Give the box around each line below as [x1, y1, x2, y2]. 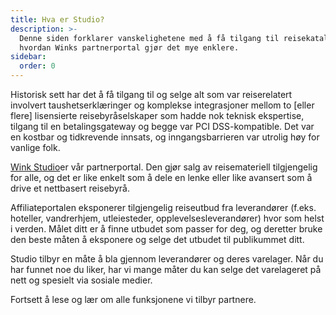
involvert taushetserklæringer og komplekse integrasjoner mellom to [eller [10, 99, 315, 111]
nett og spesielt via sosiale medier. [10, 274, 153, 286]
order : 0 [19, 61, 56, 71]
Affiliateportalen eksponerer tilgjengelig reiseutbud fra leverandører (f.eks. [10, 202, 317, 213]
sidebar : [10, 52, 47, 62]
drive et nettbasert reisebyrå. [10, 182, 130, 194]
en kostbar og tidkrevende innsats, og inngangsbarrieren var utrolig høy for [10, 131, 320, 143]
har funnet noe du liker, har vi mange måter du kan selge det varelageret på [10, 264, 322, 275]
